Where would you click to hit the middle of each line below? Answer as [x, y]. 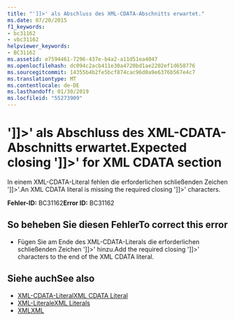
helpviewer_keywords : [39, 46]
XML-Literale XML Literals [54, 303]
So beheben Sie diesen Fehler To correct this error [117, 225]
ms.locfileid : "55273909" [45, 99]
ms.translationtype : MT [42, 79]
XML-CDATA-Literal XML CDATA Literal [72, 295]
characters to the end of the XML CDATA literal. [86, 257]
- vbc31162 [23, 40]
